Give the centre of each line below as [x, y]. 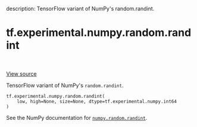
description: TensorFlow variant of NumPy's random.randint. [80, 9]
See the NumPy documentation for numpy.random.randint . [77, 117]
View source [21, 73]
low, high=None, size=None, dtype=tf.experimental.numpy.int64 [97, 101]
